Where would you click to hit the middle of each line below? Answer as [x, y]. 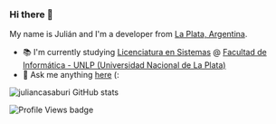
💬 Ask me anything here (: [71, 75]
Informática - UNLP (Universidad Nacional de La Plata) [124, 65]
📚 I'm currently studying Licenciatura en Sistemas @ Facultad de [144, 52]
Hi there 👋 [32, 14]
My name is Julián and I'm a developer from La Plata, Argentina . [128, 34]
